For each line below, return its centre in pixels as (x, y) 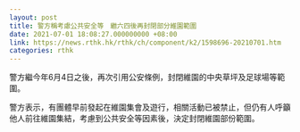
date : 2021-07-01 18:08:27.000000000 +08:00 (93, 34)
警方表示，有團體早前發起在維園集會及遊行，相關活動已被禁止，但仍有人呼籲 (150, 107)
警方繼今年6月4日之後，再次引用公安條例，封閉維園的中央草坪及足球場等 (143, 78)
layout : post (33, 17)
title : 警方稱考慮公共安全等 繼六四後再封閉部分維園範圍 (103, 26)
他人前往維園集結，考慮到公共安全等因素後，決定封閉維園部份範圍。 (134, 119)
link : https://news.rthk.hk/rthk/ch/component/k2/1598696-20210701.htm (145, 42)
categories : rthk (42, 51)
